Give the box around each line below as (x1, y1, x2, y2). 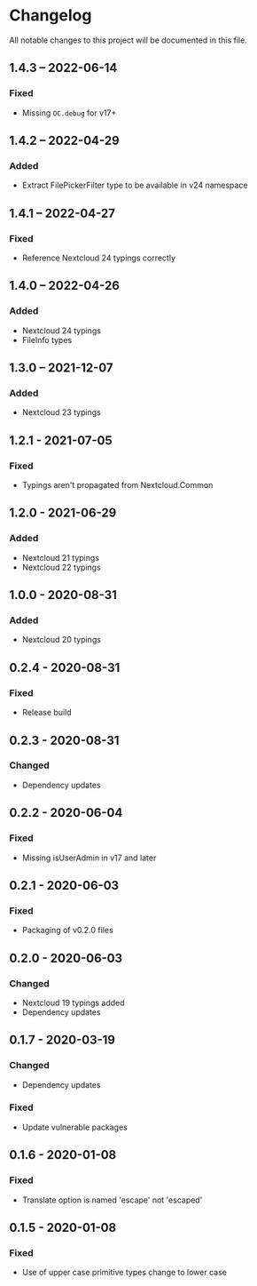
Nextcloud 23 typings (21, 407, 102, 418)
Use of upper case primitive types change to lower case (21, 1267, 228, 1278)
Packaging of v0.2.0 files (21, 925, 113, 936)
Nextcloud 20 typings (21, 635, 102, 645)
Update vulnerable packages (21, 1122, 128, 1132)
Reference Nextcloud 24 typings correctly (21, 252, 175, 263)
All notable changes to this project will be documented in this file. (9, 35, 248, 45)
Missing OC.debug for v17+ (21, 108, 117, 118)
